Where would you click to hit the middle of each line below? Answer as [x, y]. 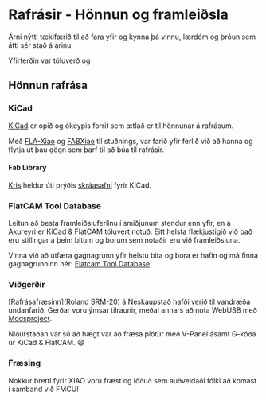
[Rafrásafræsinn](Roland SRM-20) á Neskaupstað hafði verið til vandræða [129, 302]
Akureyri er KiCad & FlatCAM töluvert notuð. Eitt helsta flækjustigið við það [131, 231]
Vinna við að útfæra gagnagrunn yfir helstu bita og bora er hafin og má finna [133, 255]
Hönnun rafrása [48, 85]
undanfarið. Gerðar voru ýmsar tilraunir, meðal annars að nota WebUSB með [133, 310]
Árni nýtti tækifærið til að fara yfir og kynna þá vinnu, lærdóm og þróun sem [132, 37]
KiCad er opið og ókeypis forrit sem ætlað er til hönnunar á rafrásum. [121, 126]
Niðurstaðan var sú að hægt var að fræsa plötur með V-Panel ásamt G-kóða [132, 334]
